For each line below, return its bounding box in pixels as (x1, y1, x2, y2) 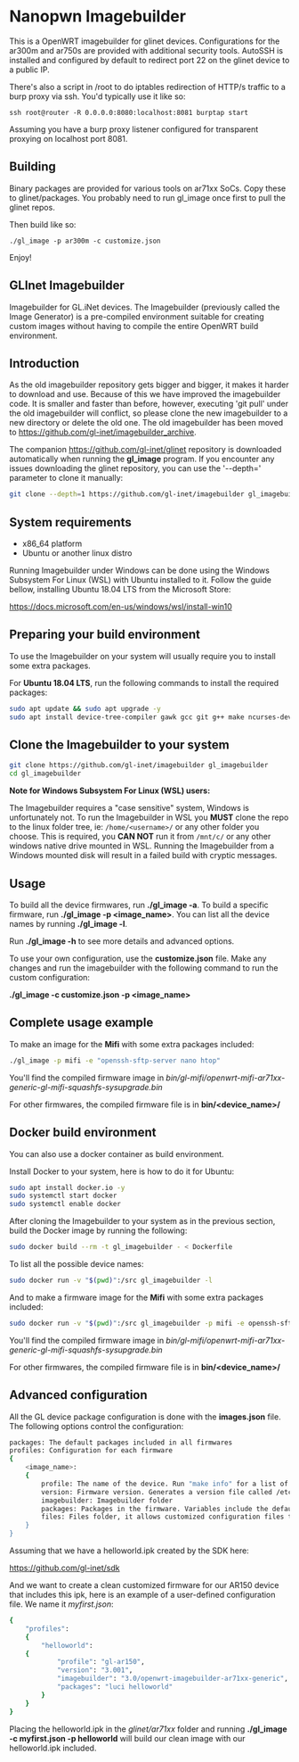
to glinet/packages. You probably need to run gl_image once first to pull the (9, 192, 287, 203)
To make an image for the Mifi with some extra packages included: (9, 1038, 255, 1049)
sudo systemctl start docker (9, 1191, 117, 1201)
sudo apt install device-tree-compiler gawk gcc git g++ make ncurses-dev (9, 712, 293, 722)
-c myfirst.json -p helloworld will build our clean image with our (9, 1733, 246, 1743)
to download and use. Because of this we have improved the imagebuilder (9, 389, 281, 400)
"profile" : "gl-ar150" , (56, 1658, 145, 1667)
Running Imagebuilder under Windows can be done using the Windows (9, 565, 270, 576)
